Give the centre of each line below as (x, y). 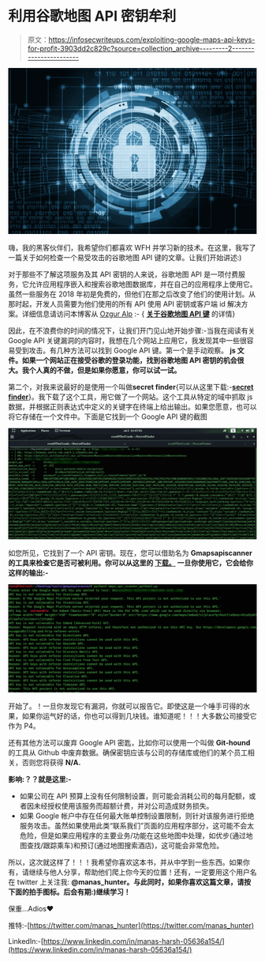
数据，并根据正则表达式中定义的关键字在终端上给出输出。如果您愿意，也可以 (132, 406)
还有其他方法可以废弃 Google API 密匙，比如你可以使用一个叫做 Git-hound (129, 742)
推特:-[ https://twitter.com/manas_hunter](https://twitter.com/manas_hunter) (131, 925)
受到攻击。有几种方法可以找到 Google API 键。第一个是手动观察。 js (125, 350)
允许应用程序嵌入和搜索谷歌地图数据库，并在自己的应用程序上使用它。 (143, 284)
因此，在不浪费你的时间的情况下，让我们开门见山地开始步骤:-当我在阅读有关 (132, 330)
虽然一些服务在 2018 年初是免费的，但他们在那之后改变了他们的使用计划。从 (132, 294)
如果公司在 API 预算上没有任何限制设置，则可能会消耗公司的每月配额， (134, 796)
